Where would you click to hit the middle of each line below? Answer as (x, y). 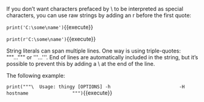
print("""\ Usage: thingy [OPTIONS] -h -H (96, 87)
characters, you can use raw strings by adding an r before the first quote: (99, 15)
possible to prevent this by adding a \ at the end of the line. (81, 64)
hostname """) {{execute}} (59, 93)
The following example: (36, 75)
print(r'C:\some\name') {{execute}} (51, 39)
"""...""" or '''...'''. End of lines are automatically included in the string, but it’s (102, 57)
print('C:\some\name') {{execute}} (50, 27)
